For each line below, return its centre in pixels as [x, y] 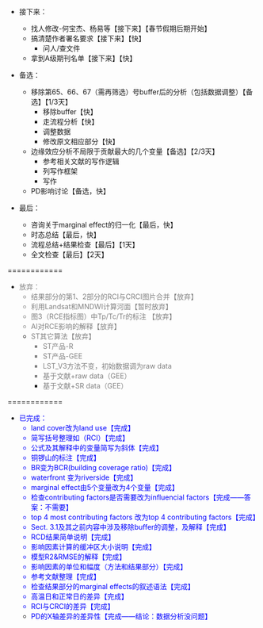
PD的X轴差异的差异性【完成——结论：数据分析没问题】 [121, 616]
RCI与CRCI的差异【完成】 [72, 606]
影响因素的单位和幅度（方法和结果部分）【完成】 [109, 567]
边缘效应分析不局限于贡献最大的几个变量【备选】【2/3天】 [125, 151]
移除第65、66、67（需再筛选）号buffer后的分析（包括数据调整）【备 [142, 92]
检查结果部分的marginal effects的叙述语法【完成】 [112, 586]
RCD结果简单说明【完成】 [73, 537]
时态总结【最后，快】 [65, 235]
